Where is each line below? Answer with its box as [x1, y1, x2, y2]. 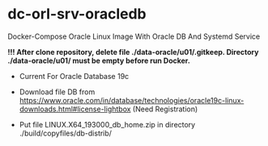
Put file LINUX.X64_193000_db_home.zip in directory [19, 119, 196, 129]
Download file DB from [19, 86, 96, 97]
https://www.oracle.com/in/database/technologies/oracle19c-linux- [19, 95, 245, 105]
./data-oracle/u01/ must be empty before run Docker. [7, 56, 191, 65]
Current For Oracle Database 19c [19, 71, 130, 81]
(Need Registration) [132, 104, 198, 114]
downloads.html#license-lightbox [19, 104, 131, 114]
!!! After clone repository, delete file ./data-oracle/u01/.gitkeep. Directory [7, 47, 259, 56]
